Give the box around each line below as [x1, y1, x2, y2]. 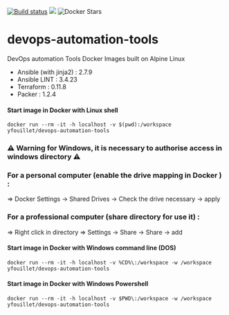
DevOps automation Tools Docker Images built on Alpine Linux [7, 54, 185, 62]
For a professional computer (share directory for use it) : [7, 212, 200, 222]
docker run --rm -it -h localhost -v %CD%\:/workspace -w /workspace [7, 259, 212, 266]
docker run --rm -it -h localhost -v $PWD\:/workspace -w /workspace [7, 295, 212, 303]
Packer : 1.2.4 [17, 90, 57, 98]
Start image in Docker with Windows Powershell [7, 280, 149, 288]
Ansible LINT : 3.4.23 [17, 75, 77, 83]
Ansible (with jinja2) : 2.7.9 [17, 68, 93, 76]
